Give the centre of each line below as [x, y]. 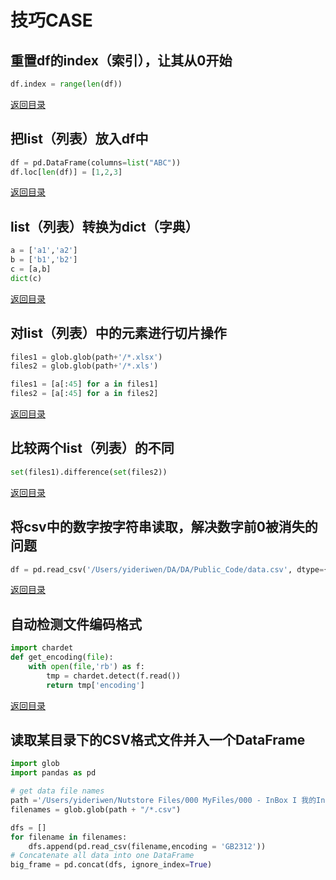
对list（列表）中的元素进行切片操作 [118, 333]
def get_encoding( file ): [62, 657]
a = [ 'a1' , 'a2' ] [44, 251]
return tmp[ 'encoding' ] [95, 685]
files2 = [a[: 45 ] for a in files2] [84, 394]
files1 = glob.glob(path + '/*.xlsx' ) [86, 357]
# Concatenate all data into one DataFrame [102, 856]
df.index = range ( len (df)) [66, 84]
